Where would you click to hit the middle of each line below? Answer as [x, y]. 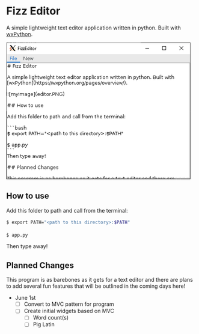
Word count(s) [51, 318]
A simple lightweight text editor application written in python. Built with [94, 28]
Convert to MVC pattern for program [69, 304]
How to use [28, 196]
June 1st [25, 298]
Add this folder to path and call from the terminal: [67, 210]
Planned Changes [40, 265]
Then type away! [27, 246]
